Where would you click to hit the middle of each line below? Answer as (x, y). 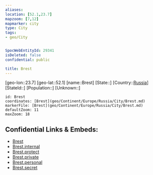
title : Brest (19, 69)
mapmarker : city (22, 23)
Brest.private (25, 157)
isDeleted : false (23, 55)
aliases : (14, 10)
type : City (16, 28)
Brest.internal (26, 147)
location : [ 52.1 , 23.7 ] (29, 14)
